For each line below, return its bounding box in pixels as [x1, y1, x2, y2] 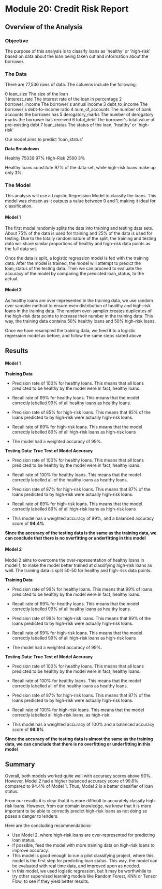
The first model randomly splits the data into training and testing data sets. [5, 225, 153, 231]
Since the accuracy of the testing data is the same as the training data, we [5, 530, 157, 536]
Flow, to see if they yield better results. [12, 878, 89, 884]
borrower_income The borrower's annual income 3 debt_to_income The [5, 101, 148, 107]
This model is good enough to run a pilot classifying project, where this [12, 853, 154, 858]
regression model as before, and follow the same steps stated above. [5, 333, 143, 338]
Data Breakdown [5, 146, 39, 152]
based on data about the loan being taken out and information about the [5, 53, 148, 59]
